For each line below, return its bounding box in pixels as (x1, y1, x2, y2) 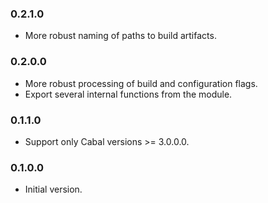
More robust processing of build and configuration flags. (24, 77, 258, 89)
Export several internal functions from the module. (24, 88, 233, 100)
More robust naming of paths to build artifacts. (24, 30, 217, 42)
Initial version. (24, 183, 83, 196)
